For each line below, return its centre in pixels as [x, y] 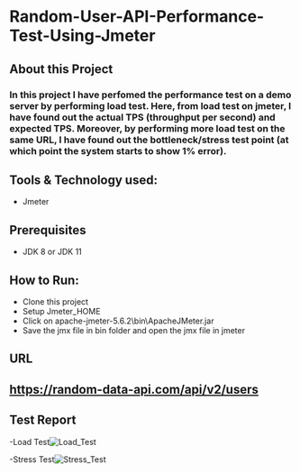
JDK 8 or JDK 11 [52, 252]
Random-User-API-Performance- [137, 17]
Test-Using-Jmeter [82, 36]
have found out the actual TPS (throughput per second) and [143, 117]
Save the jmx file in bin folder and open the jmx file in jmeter [134, 330]
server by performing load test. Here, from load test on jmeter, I [150, 105]
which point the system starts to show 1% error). [118, 150]
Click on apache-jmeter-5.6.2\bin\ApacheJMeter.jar [118, 321]
